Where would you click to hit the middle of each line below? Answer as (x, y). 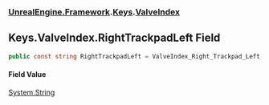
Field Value (27, 75)
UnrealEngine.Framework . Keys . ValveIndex (94, 12)
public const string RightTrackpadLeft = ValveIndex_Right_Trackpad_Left (134, 56)
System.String (32, 92)
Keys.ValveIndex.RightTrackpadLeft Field (114, 38)
